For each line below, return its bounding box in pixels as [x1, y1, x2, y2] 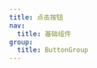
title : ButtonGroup [17, 46, 89, 55]
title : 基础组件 [17, 29, 72, 38]
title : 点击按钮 [9, 12, 63, 22]
